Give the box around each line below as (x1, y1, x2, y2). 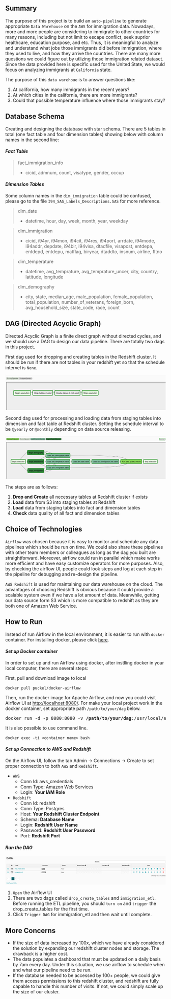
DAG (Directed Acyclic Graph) (5, 319, 101, 328)
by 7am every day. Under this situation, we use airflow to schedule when (12, 962, 165, 968)
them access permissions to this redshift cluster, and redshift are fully (12, 978, 159, 984)
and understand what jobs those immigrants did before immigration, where (5, 45, 162, 51)
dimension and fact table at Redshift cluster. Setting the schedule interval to (5, 420, 164, 427)
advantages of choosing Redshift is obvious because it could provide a (5, 586, 154, 592)
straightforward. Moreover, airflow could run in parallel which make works (5, 554, 160, 561)
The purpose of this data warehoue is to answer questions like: (5, 76, 136, 82)
